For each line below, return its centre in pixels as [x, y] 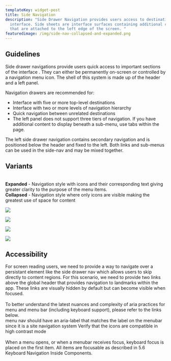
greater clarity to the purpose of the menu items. [56, 189]
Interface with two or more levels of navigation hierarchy [72, 108]
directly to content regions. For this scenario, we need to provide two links [83, 277]
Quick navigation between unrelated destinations [64, 113]
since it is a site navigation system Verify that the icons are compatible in [81, 326]
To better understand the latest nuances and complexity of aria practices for [85, 304]
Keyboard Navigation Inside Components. [49, 353]
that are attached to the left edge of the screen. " [68, 29]
